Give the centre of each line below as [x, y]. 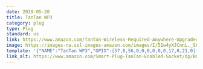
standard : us [23, 34]
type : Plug [20, 28]
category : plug [25, 23]
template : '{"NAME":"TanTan [42, 51]
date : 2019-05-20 [28, 12]
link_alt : [19, 56]
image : [14, 46]
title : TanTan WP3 [29, 17]
